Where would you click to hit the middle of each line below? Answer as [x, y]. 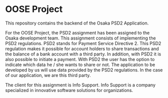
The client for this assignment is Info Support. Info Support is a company [80, 85]
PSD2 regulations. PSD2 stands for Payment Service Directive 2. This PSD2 [83, 43]
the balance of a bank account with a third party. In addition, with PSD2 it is [83, 54]
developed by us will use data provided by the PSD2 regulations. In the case [84, 70]
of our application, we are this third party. [48, 75]
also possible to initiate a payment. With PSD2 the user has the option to [80, 59]
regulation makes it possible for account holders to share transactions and [82, 48]
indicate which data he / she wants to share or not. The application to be [80, 64]
